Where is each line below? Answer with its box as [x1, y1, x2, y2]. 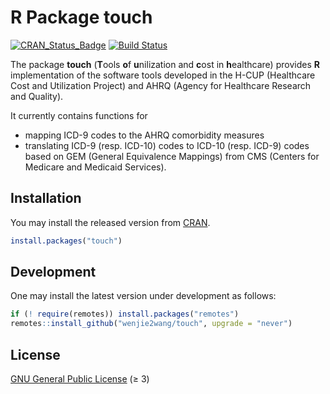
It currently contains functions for [10, 109, 148, 121]
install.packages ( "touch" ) [10, 236, 123, 246]
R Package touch [10, 6, 153, 29]
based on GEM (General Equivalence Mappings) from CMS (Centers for [24, 150, 320, 162]
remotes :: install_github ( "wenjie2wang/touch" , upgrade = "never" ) [10, 319, 293, 329]
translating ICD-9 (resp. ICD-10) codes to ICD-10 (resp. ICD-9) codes [24, 139, 310, 151]
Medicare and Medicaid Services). [24, 161, 167, 173]
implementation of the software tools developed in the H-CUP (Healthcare [10, 69, 316, 81]
